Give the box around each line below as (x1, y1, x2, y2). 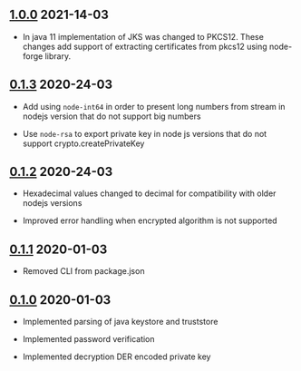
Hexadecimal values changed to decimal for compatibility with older (22, 188, 277, 199)
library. (44, 50, 71, 62)
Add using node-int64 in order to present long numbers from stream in (22, 101, 286, 112)
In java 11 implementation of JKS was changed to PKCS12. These (22, 31, 265, 42)
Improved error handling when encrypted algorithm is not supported (22, 215, 278, 226)
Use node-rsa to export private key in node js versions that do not (22, 128, 267, 139)
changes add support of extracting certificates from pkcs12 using (22, 41, 267, 52)
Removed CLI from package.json (22, 266, 145, 277)
